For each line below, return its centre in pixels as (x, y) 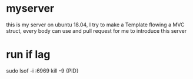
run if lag (28, 55)
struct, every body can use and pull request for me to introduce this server (96, 30)
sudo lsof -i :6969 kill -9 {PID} (42, 71)
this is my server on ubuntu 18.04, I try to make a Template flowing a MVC (95, 25)
